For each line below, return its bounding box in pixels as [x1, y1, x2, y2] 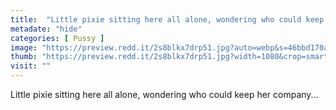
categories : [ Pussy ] [10, 33, 105, 43]
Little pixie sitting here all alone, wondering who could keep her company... [10, 89, 319, 100]
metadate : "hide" [10, 24, 83, 34]
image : [10, 42, 38, 53]
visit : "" [10, 61, 52, 71]
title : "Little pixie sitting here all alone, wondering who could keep [10, 14, 325, 25]
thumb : [10, 52, 38, 62]
